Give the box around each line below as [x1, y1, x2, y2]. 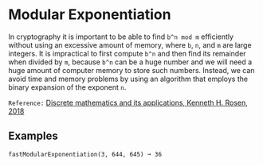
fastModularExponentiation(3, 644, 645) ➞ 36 [8, 150, 162, 158]
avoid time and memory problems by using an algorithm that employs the [8, 74, 249, 83]
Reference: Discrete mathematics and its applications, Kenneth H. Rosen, [8, 98, 249, 107]
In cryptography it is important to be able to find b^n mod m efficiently [8, 32, 234, 41]
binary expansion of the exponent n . [8, 82, 127, 92]
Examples [8, 129, 58, 143]
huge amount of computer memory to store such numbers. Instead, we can [8, 65, 255, 75]
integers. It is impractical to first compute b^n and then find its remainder [8, 48, 246, 58]
